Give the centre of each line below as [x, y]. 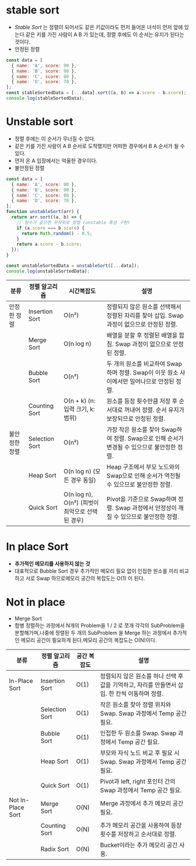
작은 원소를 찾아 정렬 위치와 [135, 705]
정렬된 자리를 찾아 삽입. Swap [145, 315]
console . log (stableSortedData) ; [45, 98]
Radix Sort [55, 849]
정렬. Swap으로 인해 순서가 [148, 438]
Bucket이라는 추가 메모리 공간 [139, 845]
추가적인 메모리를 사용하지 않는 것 [52, 563]
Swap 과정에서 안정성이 [146, 508]
